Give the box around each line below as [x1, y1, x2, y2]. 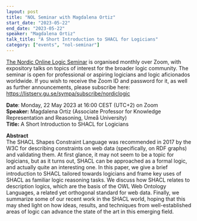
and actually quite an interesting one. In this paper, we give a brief [6, 163, 168, 170]
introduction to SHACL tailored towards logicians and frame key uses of [6, 170, 182, 177]
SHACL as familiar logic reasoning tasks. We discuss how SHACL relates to [6, 176, 190, 183]
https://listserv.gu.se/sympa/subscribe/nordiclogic [6, 90, 130, 97]
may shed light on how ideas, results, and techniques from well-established [6, 201, 192, 208]
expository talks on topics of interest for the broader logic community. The [6, 64, 189, 71]
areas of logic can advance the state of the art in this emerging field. [6, 208, 174, 215]
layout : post [6, 8, 39, 15]
